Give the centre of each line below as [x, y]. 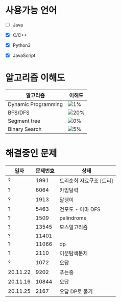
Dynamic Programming [35, 104]
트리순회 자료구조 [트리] [87, 181]
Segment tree [24, 121]
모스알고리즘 [74, 227]
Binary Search [25, 129]
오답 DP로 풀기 [76, 292]
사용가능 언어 [31, 10]
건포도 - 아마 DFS [80, 209]
